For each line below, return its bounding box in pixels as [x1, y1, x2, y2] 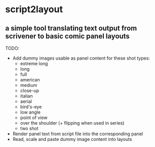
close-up [20, 87, 40, 94]
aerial [20, 98, 32, 104]
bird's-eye [20, 104, 42, 110]
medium [20, 82, 37, 88]
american [20, 77, 40, 82]
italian [20, 93, 33, 99]
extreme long [20, 61, 48, 67]
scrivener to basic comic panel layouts [5, 32, 130, 40]
